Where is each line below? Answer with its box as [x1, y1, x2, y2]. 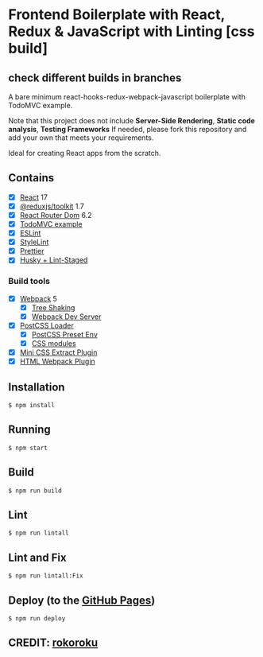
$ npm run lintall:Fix [8, 572, 83, 580]
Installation [8, 380, 65, 394]
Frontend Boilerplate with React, [8, 6, 225, 24]
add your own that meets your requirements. [8, 133, 154, 142]
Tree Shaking [31, 302, 75, 312]
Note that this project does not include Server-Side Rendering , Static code [8, 116, 256, 125]
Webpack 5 [19, 294, 58, 303]
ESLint [19, 228, 41, 238]
